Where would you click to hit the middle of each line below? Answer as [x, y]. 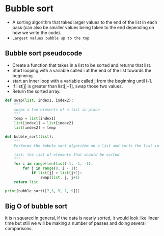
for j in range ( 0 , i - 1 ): [50, 168]
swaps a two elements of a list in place [57, 109]
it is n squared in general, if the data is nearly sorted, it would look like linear [82, 218]
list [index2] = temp [35, 128]
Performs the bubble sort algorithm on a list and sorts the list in [87, 146]
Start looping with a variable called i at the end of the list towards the [82, 70]
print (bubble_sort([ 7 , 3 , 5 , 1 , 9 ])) [42, 191]
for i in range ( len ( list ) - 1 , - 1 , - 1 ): [54, 164]
